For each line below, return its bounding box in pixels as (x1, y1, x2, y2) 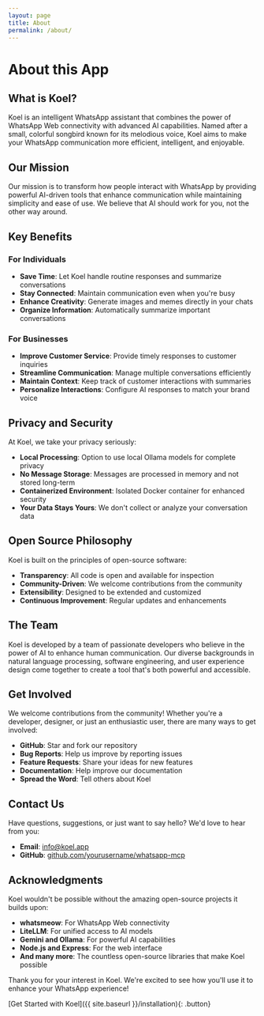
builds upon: (8, 903, 49, 912)
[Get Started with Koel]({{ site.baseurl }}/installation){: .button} (8, 999, 211, 1009)
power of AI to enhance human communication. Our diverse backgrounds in (8, 648, 255, 657)
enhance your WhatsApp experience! (8, 984, 129, 993)
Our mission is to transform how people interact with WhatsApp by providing (8, 182, 257, 191)
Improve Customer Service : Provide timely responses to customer (19, 351, 236, 361)
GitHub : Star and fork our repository (19, 741, 138, 750)
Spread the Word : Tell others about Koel (19, 774, 151, 784)
